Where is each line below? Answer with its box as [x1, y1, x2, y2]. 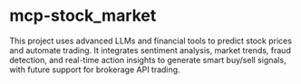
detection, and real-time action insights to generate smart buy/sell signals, [9, 54, 287, 65]
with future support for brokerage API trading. [9, 64, 180, 75]
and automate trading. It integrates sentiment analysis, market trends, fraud [9, 44, 292, 55]
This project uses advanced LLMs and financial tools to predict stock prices [9, 35, 293, 46]
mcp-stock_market [9, 5, 157, 26]
